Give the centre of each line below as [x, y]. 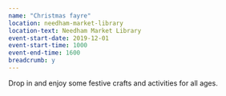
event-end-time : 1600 [44, 53]
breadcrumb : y [32, 61]
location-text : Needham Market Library [75, 30]
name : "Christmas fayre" [50, 16]
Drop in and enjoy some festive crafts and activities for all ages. [113, 83]
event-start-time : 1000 [48, 46]
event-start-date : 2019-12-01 [59, 38]
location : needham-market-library [66, 23]
